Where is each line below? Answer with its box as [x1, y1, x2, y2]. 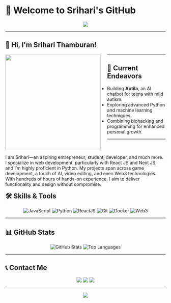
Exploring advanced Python [107, 101, 165, 107]
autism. [107, 96, 123, 102]
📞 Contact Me [5, 263, 47, 272]
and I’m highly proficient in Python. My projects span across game [5, 165, 144, 171]
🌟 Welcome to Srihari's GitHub [5, 5, 136, 16]
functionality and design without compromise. [5, 181, 102, 187]
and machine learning [107, 107, 153, 113]
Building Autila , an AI [107, 85, 152, 91]
